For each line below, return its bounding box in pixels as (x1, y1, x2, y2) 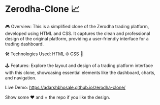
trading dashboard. (5, 41, 44, 47)
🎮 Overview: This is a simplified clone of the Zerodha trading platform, (5, 23, 149, 29)
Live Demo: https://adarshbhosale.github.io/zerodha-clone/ (5, 84, 126, 90)
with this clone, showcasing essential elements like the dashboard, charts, (5, 70, 156, 75)
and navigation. (5, 74, 36, 81)
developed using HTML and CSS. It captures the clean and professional (5, 30, 150, 36)
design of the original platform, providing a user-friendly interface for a (5, 35, 149, 41)
